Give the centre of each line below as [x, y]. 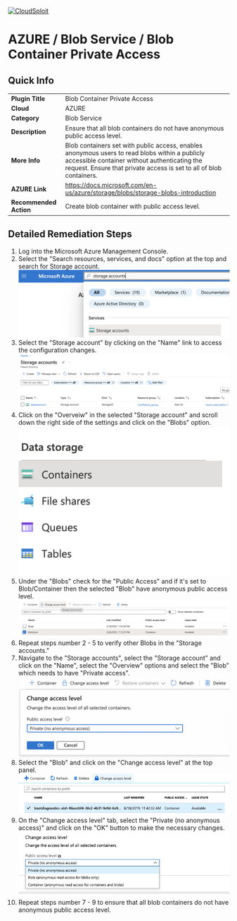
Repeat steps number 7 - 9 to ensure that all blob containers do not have [123, 903]
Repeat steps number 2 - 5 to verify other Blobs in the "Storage [110, 643]
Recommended [34, 203]
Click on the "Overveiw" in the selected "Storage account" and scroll [118, 415]
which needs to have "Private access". [74, 673]
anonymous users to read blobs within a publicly [135, 152]
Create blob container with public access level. [133, 206]
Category [25, 118]
